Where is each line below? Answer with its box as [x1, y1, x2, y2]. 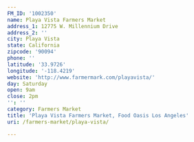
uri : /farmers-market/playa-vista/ [7, 118, 109, 126]
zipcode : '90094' [7, 49, 57, 56]
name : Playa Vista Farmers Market [7, 16, 107, 23]
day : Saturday [7, 80, 48, 87]
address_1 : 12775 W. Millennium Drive [7, 23, 118, 29]
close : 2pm [7, 93, 39, 100]
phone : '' [7, 55, 36, 62]
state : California [7, 42, 60, 49]
